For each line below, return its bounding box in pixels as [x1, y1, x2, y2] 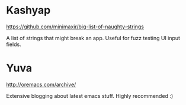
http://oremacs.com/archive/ [6, 81, 76, 88]
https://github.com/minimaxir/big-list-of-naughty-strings [6, 23, 144, 30]
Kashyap [6, 4, 51, 17]
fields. [6, 41, 22, 48]
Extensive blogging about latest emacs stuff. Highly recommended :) [6, 92, 174, 99]
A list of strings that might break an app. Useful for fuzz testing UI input [6, 34, 181, 41]
